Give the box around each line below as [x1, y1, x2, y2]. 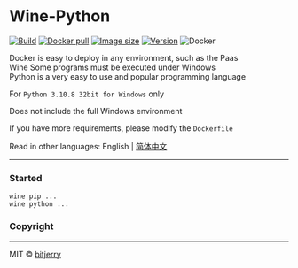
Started [9, 172, 43, 184]
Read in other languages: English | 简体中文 [9, 141, 168, 151]
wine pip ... [9, 192, 58, 201]
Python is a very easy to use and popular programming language [9, 71, 247, 81]
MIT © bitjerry [9, 249, 62, 259]
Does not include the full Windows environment [9, 105, 183, 116]
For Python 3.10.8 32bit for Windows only [9, 88, 165, 99]
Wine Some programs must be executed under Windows [9, 62, 216, 73]
